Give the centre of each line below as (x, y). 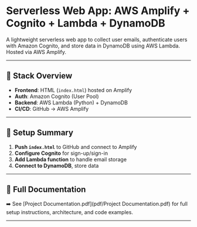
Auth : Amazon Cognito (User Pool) (57, 96)
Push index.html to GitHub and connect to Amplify (76, 147)
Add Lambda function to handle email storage (71, 159)
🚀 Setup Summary (40, 133)
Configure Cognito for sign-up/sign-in (61, 153)
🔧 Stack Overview (39, 76)
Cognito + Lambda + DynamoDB (86, 23)
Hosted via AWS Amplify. (36, 52)
